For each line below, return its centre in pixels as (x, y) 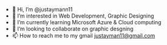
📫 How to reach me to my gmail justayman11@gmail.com (83, 36)
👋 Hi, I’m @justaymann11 (42, 9)
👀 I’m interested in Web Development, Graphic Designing (83, 16)
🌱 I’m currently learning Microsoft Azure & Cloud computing (87, 22)
